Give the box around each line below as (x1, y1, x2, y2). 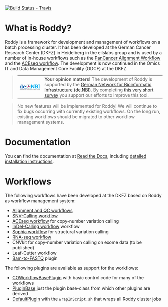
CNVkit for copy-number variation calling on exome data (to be (12, 239, 142, 245)
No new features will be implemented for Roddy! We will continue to (17, 103, 157, 109)
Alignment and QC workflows (12, 208, 73, 214)
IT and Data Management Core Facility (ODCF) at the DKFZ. (5, 65, 128, 71)
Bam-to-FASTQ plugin (12, 255, 58, 261)
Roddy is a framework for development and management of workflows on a (5, 39, 161, 45)
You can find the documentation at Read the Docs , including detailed (5, 153, 147, 159)
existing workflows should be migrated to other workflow (17, 114, 135, 120)
